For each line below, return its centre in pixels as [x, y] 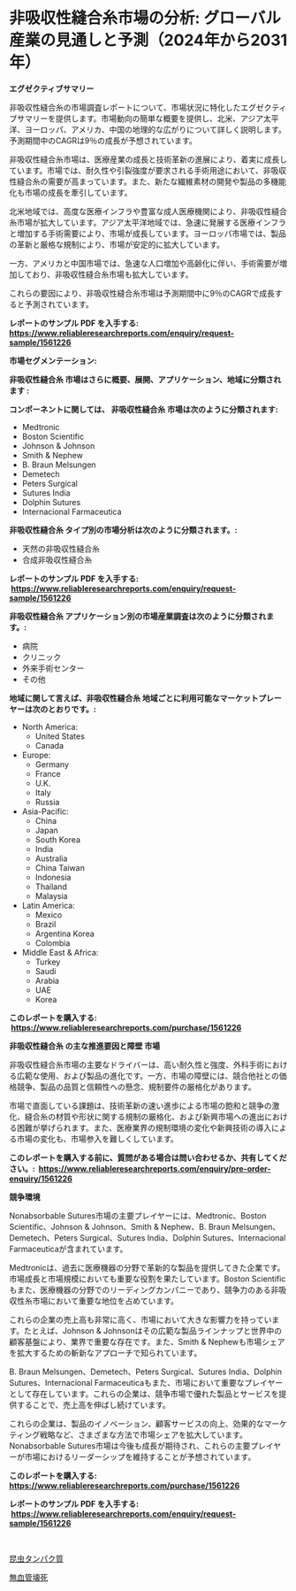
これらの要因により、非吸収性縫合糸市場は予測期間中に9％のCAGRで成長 [142, 293]
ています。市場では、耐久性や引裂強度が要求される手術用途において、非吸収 [148, 170]
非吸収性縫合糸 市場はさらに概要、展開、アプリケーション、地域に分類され [145, 379]
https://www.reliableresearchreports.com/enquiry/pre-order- [155, 1168]
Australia [51, 858]
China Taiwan [60, 867]
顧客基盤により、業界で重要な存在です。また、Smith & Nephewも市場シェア [147, 1341]
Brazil [46, 924]
